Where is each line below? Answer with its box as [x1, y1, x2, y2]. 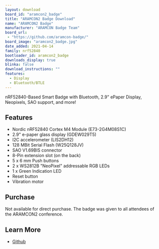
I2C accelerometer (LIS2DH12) [12, 137, 74, 143]
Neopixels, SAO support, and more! [5, 99, 76, 105]
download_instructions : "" [5, 67, 60, 72]
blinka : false [5, 62, 34, 67]
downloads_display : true [5, 58, 56, 62]
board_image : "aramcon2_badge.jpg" [5, 39, 78, 44]
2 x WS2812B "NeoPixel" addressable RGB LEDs [12, 163, 110, 169]
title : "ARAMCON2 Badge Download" [5, 16, 76, 21]
